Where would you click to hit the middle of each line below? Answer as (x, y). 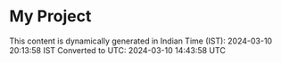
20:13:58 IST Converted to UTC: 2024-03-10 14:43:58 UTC (117, 50)
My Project (50, 16)
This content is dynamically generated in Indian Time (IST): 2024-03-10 (141, 41)
